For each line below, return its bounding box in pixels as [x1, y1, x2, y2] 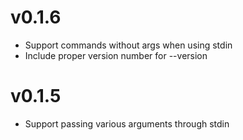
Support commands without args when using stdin [24, 39, 233, 51]
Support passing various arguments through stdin [24, 117, 230, 130]
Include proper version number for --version [24, 49, 208, 61]
